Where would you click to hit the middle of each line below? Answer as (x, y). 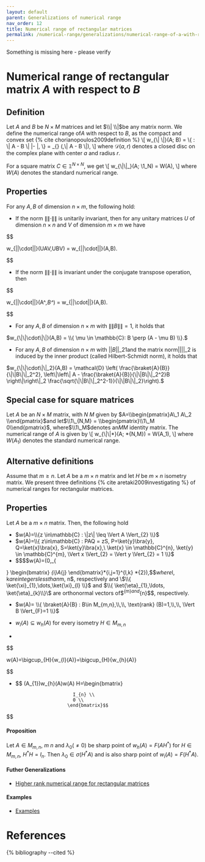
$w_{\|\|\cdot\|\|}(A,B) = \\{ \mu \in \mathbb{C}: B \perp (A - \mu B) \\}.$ (97, 338)
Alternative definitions (50, 461)
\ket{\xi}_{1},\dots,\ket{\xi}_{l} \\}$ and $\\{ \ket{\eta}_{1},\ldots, (86, 585)
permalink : (20, 35)
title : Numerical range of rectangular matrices (69, 29)
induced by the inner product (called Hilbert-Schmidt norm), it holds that (106, 356)
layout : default (27, 12)
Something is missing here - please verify (59, 52)
